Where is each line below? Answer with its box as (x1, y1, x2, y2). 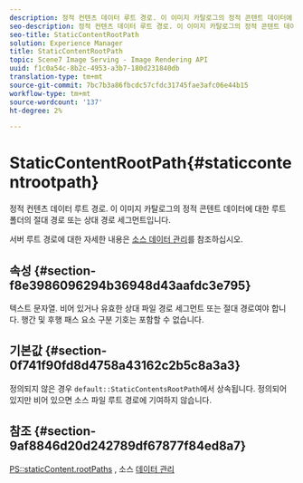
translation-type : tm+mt (9, 72, 103, 82)
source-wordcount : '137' (9, 97, 103, 107)
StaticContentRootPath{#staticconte (9, 153, 292, 173)
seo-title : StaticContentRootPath (9, 30, 140, 39)
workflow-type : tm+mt (9, 89, 91, 98)
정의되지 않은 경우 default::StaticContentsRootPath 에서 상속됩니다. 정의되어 (9, 382, 288, 394)
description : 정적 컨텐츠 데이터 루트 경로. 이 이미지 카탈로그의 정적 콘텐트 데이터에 (9, 13, 293, 23)
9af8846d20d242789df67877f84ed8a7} (9, 439, 247, 454)
